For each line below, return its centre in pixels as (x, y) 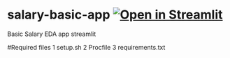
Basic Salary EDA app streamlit (52, 34)
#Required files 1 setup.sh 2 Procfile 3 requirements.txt (86, 47)
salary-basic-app (59, 15)
